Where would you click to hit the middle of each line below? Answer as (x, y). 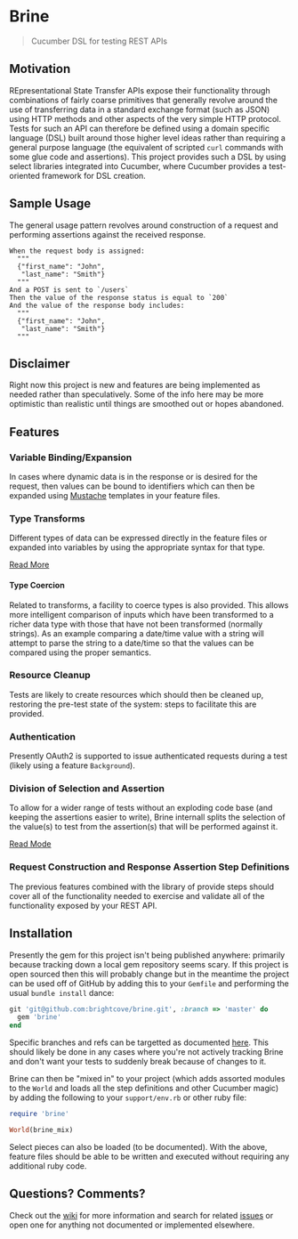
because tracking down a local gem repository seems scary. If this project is (149, 964)
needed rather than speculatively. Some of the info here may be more (137, 394)
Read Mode (30, 844)
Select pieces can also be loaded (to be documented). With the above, (138, 1146)
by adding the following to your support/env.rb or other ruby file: (128, 1097)
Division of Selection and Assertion (87, 789)
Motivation (40, 69)
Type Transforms (48, 518)
